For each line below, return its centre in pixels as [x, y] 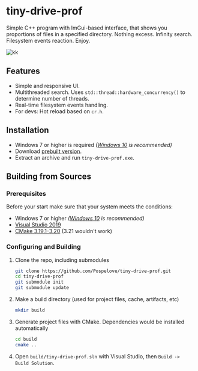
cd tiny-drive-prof [39, 276]
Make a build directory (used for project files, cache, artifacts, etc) [97, 299]
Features [23, 71]
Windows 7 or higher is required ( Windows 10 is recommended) [93, 145]
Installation [28, 130]
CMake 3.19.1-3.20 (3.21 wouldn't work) [64, 231]
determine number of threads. [52, 98]
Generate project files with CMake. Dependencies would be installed [100, 322]
